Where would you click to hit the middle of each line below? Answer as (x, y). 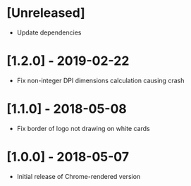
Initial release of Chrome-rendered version (79, 176)
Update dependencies (49, 32)
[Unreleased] (46, 13)
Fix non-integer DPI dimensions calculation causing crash (100, 80)
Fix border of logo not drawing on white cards (83, 128)
